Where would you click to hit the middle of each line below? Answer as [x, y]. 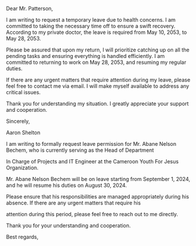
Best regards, [22, 237]
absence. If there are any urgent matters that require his [73, 203]
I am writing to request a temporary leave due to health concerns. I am [91, 20]
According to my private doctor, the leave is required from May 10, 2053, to [97, 32]
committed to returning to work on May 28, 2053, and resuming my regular [96, 62]
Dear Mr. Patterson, [30, 8]
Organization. [23, 168]
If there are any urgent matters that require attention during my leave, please [98, 80]
